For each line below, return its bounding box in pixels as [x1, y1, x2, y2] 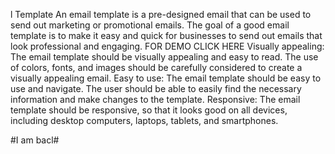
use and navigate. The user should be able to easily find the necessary [10, 83, 302, 94]
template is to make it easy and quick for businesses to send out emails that [10, 30, 323, 41]
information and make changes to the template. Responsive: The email [10, 94, 301, 105]
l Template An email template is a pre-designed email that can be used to [10, 9, 312, 20]
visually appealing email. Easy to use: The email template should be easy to [10, 72, 322, 84]
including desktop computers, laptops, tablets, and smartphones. [10, 115, 279, 126]
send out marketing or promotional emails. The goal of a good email [10, 19, 290, 31]
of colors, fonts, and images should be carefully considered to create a [10, 62, 303, 73]
